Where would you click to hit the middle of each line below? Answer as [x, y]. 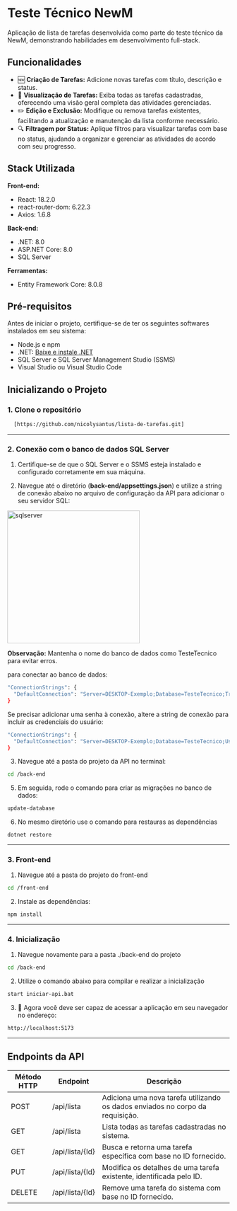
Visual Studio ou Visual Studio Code [69, 367]
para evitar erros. [32, 661]
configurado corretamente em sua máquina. [81, 472]
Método [28, 1077]
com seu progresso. [47, 146]
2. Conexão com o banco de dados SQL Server [88, 449]
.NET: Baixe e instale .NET [55, 352]
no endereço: [37, 1015]
